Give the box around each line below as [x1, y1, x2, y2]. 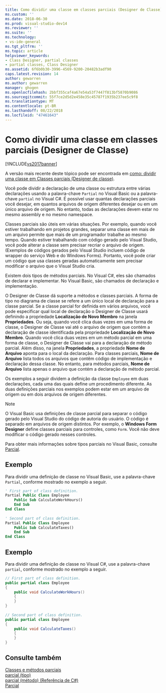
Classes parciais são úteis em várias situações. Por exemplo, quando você [5, 221, 157, 227]
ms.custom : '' [5, 12, 35, 17]
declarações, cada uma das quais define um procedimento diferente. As [5, 381, 152, 386]
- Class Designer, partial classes [5, 58, 79, 63]
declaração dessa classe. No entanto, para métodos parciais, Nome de [5, 361, 150, 367]
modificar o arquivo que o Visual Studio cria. [5, 263, 95, 269]
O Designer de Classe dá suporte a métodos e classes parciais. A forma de [5, 292, 158, 299]
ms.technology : [5, 35, 37, 40]
